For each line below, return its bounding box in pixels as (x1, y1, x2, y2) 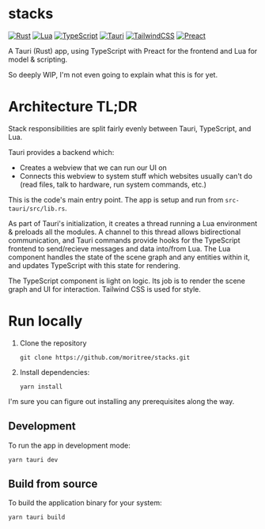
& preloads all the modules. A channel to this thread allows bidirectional (8, 227, 241, 236)
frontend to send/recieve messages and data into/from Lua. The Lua (8, 244, 231, 253)
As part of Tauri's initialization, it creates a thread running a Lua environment (8, 218, 258, 228)
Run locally (8, 312, 83, 331)
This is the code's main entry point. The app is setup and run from (8, 195, 224, 204)
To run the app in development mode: (8, 440, 131, 450)
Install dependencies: (19, 367, 90, 376)
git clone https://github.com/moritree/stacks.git (19, 353, 191, 361)
